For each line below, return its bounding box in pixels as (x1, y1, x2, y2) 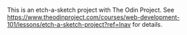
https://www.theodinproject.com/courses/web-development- (7, 13, 180, 21)
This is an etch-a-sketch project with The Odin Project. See (7, 6, 175, 14)
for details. (132, 21, 163, 28)
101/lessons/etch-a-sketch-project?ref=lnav (7, 21, 132, 28)
